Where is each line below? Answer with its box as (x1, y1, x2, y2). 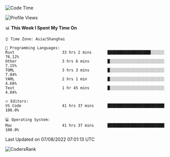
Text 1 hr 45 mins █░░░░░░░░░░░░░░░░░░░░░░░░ (5, 85, 165, 90)
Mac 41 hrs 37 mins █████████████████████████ (5, 123, 165, 128)
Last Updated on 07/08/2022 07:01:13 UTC (5, 136, 95, 142)
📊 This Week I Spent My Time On (5, 25, 77, 30)
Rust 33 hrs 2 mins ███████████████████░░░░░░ (5, 50, 165, 55)
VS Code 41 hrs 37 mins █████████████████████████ (5, 103, 165, 108)
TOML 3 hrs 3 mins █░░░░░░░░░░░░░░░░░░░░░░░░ (5, 68, 165, 73)
